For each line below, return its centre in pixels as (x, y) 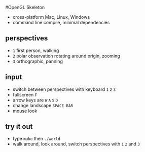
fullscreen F (25, 94)
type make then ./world (37, 139)
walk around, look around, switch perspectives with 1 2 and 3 (76, 144)
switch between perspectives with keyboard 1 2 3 (64, 89)
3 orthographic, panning (38, 61)
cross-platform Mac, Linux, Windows (51, 17)
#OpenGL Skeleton (25, 7)
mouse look (25, 111)
